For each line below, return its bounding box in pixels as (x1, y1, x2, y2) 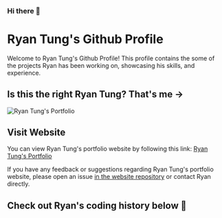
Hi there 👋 (7, 6, 41, 16)
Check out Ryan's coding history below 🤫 (7, 199, 187, 211)
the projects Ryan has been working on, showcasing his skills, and (7, 61, 195, 69)
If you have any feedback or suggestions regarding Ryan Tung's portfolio (7, 165, 214, 173)
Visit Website (7, 127, 66, 138)
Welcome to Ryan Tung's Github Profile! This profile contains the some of (7, 54, 215, 62)
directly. (7, 180, 30, 188)
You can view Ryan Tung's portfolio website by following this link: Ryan (7, 145, 208, 153)
